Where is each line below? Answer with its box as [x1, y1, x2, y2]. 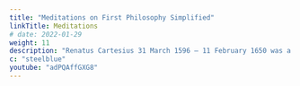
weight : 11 [9, 38, 50, 47]
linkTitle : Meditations [9, 21, 99, 30]
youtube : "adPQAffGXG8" [9, 64, 99, 73]
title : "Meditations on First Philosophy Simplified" [9, 13, 216, 22]
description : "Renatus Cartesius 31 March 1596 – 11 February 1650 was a [9, 47, 292, 56]
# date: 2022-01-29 [9, 30, 83, 39]
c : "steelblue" [9, 55, 66, 64]
